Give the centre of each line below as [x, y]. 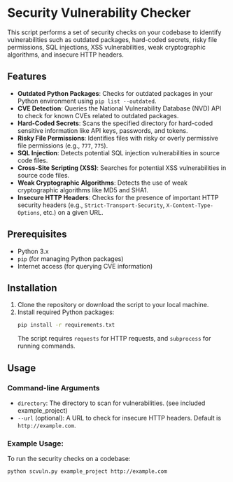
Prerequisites [37, 235]
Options [28, 213]
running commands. [46, 346]
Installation [32, 288]
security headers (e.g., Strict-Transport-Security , [91, 205]
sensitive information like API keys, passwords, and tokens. [103, 130]
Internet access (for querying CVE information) [85, 266]
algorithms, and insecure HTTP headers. [66, 55]
